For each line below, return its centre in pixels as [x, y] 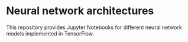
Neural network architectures [80, 11]
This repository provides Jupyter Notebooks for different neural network [94, 27]
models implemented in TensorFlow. [50, 33]
